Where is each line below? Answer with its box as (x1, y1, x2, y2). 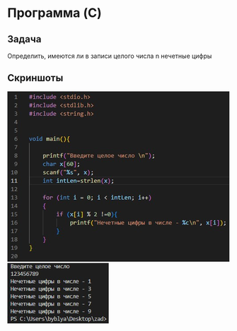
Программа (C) (7, 5, 102, 21)
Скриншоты (7, 72, 64, 84)
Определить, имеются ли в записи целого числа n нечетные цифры (7, 52, 212, 60)
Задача (7, 33, 42, 45)
